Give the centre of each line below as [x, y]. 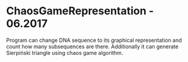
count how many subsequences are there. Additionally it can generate [93, 46]
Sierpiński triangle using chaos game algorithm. [65, 52]
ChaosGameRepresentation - [80, 11]
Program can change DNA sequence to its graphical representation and [94, 40]
